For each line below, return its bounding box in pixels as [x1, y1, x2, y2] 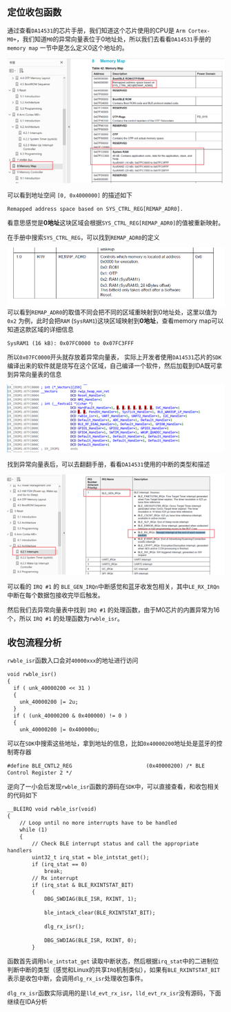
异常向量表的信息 [12, 370, 62, 378]
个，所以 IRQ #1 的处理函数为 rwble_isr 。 [7, 615, 124, 623]
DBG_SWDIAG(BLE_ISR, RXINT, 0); [43, 937, 137, 944]
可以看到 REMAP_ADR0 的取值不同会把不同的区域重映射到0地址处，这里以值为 [7, 308, 217, 316]
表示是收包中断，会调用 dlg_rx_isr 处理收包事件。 [7, 974, 147, 983]
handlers [7, 847, 32, 854]
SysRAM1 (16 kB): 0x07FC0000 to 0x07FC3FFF [7, 339, 134, 347]
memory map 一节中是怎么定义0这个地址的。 [7, 44, 129, 52]
